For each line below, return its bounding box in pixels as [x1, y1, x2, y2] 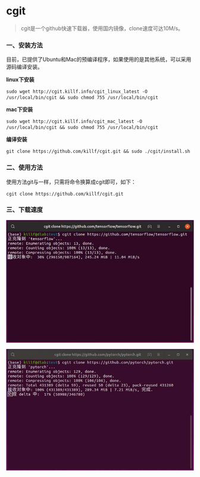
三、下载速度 [6, 206, 43, 214]
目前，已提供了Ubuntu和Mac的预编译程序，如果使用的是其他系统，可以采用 [6, 56, 192, 63]
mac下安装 [6, 106, 33, 113]
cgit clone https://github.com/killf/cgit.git [6, 191, 124, 197]
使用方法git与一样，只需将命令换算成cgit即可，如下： [6, 178, 137, 185]
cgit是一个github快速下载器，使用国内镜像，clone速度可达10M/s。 [20, 25, 183, 32]
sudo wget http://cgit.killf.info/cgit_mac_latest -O [6, 118, 143, 125]
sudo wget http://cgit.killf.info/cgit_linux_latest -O [6, 88, 148, 95]
